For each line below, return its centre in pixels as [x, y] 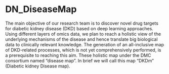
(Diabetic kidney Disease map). [38, 66]
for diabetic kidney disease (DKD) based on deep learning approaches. [79, 28]
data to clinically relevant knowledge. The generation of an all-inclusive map [85, 44]
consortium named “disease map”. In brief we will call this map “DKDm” [80, 60]
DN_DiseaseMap [41, 9]
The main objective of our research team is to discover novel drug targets [82, 23]
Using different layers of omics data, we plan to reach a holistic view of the [83, 34]
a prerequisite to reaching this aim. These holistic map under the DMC [78, 55]
